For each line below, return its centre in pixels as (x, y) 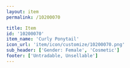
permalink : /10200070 (33, 17)
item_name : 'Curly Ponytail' (43, 39)
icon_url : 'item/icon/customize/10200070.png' (66, 45)
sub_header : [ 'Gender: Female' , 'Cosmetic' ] (63, 50)
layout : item (23, 12)
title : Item (21, 28)
